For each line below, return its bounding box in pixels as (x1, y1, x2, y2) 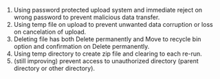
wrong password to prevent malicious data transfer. (13, 13, 160, 21)
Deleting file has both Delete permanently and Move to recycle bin (13, 35, 201, 43)
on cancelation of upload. (13, 27, 87, 36)
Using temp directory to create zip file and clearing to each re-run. (13, 49, 203, 58)
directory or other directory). (13, 65, 95, 72)
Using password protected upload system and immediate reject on (13, 6, 203, 14)
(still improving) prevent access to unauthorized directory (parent (13, 57, 199, 65)
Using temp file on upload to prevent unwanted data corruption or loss (13, 21, 213, 28)
